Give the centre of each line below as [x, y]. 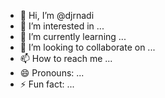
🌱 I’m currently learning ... [73, 36]
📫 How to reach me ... [66, 58]
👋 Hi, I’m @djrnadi [57, 15]
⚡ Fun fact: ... [47, 84]
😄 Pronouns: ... [52, 73]
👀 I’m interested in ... [62, 26]
